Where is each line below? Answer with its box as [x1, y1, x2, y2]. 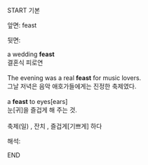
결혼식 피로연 [7, 58, 43, 67]
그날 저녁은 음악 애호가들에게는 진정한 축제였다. [7, 82, 137, 90]
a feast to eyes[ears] [7, 98, 68, 105]
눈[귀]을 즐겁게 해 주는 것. [7, 106, 77, 114]
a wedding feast [7, 50, 55, 58]
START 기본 [7, 6, 41, 14]
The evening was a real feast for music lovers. [7, 74, 142, 82]
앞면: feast [7, 21, 37, 29]
